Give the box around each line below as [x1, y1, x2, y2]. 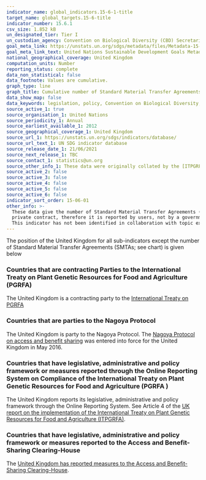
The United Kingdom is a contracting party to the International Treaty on [6, 295, 189, 302]
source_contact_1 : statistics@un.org [6, 157, 103, 163]
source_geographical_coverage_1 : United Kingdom [6, 129, 133, 135]
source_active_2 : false [6, 169, 67, 175]
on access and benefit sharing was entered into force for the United [6, 337, 178, 344]
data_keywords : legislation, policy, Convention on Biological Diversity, [6, 100, 202, 106]
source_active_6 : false [6, 192, 67, 198]
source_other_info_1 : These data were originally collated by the [6, 163, 180, 169]
